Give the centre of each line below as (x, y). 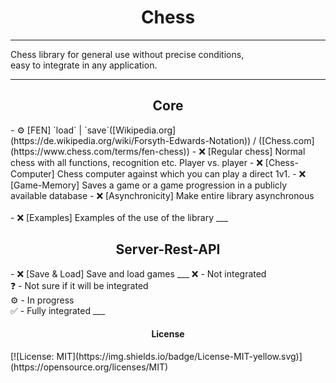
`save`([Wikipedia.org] (130, 130)
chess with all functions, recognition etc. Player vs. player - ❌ (136, 162)
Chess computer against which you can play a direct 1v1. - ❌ (181, 173)
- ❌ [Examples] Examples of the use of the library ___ (119, 217)
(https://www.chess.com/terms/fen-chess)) (100, 151)
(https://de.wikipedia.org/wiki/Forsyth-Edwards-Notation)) (131, 140)
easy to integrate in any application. (84, 65)
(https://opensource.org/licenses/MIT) (89, 367)
